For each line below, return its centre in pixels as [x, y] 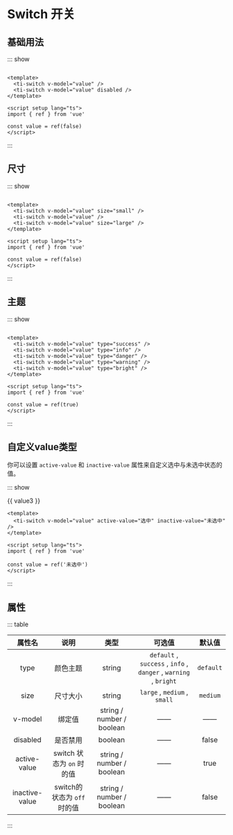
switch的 [69, 787]
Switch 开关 [41, 14]
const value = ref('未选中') [48, 565]
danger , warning [164, 672]
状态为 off [68, 798]
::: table [18, 624]
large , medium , [164, 692]
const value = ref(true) [43, 404]
